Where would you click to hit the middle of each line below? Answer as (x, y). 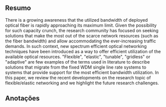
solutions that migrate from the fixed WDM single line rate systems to (76, 67)
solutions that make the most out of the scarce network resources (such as (82, 36)
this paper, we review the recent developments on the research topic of (78, 77)
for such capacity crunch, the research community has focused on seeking (82, 30)
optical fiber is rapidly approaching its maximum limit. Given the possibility (81, 25)
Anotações (23, 98)
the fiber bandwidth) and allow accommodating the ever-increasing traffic (81, 41)
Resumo (18, 8)
